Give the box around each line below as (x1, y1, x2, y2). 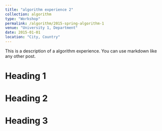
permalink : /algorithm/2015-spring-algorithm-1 (5, 21, 105, 26)
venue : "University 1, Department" (5, 26, 78, 30)
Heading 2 (5, 93, 48, 104)
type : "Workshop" (5, 16, 41, 21)
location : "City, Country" (5, 35, 60, 40)
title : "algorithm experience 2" (5, 7, 74, 12)
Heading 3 (5, 115, 48, 127)
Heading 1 (5, 71, 47, 81)
